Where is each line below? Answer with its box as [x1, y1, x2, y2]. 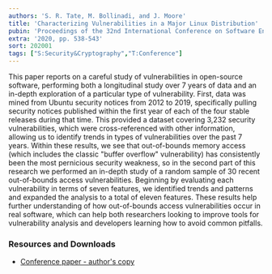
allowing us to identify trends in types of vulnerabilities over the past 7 [8, 132, 243, 142]
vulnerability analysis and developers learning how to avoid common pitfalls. [8, 218, 263, 228]
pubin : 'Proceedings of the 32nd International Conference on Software [8, 27, 255, 35]
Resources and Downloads [8, 238, 116, 250]
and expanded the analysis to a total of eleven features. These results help [8, 192, 257, 202]
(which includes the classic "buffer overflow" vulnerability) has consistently [8, 149, 261, 159]
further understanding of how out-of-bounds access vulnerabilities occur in [8, 201, 261, 211]
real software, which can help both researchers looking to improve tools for [8, 210, 260, 219]
